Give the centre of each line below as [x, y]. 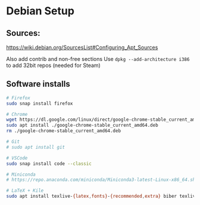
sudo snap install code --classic [49, 163]
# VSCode [17, 158]
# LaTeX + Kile [25, 191]
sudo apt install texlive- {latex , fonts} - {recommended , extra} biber [92, 196]
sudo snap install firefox [40, 103]
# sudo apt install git [36, 147]
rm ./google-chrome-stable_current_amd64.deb [63, 131]
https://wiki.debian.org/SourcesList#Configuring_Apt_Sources [82, 47]
